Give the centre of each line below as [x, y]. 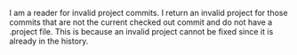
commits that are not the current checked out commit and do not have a [141, 22]
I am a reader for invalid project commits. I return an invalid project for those [148, 13]
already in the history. [49, 41]
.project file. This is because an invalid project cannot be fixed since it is [141, 31]
